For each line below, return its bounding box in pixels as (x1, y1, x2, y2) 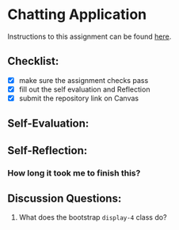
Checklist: (7, 55, 59, 68)
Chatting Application (7, 6, 147, 24)
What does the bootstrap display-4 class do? (18, 213, 167, 222)
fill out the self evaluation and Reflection (18, 85, 150, 94)
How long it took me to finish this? (7, 168, 141, 179)
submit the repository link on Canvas (18, 93, 139, 103)
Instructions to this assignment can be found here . (7, 32, 172, 41)
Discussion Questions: (7, 192, 122, 205)
